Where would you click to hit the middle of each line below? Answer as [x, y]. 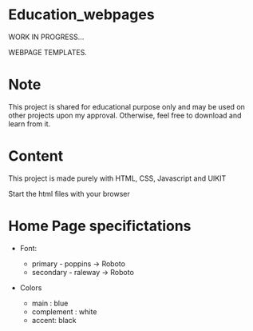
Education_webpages [81, 15]
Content [36, 156]
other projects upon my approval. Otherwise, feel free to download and [125, 115]
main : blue [50, 303]
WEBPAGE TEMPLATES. [48, 52]
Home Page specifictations [100, 226]
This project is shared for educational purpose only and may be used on [127, 106]
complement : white [64, 311]
